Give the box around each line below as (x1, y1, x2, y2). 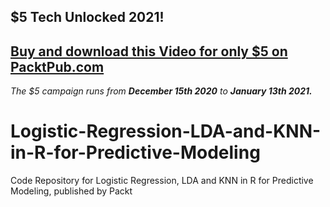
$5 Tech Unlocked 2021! (10, 9, 165, 26)
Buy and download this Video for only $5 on (10, 43, 288, 60)
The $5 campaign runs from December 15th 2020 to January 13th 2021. (10, 85, 313, 97)
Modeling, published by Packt (10, 185, 133, 197)
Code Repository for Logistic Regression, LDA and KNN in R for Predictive (10, 175, 314, 187)
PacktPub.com (10, 58, 105, 75)
